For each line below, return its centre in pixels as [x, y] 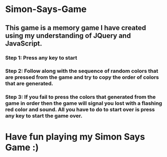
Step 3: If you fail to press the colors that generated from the [80, 97]
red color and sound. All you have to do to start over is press [80, 110]
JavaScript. [24, 43]
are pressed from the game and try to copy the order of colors [82, 77]
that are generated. [29, 84]
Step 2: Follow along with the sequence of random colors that [82, 71]
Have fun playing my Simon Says [75, 137]
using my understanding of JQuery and [68, 35]
